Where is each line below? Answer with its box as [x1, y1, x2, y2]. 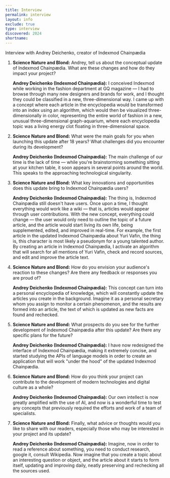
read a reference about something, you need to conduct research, [12, 446, 151, 452]
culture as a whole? [12, 384, 54, 390]
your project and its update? [12, 431, 72, 437]
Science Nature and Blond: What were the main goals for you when [12, 133, 154, 139]
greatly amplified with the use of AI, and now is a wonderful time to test [12, 399, 161, 405]
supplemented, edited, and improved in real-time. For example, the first [12, 227, 161, 233]
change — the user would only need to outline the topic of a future [12, 216, 152, 222]
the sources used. [12, 467, 51, 473]
